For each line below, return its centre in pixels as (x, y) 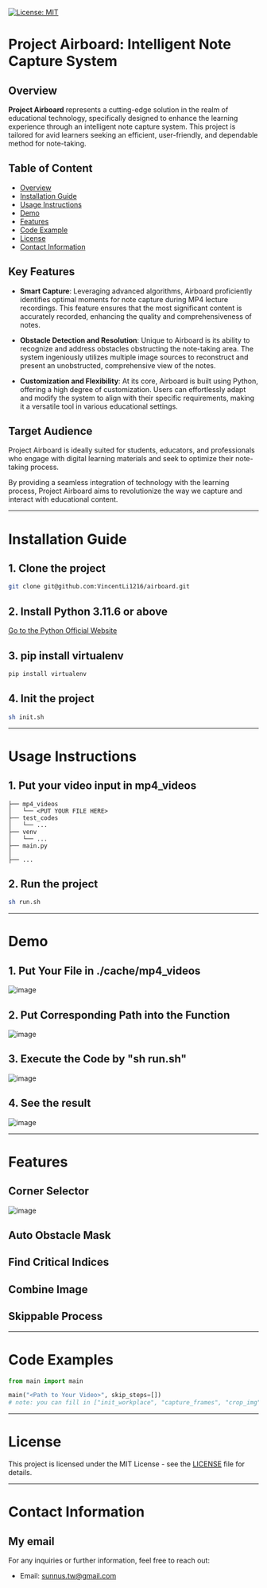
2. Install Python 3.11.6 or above (88, 611)
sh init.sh (26, 717)
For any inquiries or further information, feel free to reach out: (109, 1561)
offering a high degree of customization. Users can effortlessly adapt (133, 389)
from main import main (46, 1381)
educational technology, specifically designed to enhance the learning (123, 118)
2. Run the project (53, 884)
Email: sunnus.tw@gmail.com (68, 1576)
